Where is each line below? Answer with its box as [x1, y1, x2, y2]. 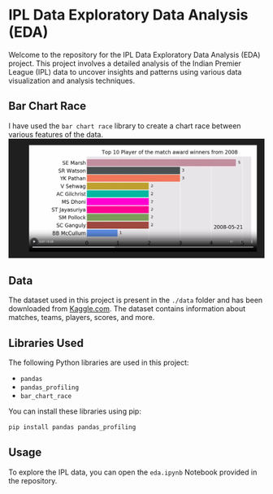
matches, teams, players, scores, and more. [8, 313, 155, 323]
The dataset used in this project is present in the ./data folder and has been [8, 295, 263, 305]
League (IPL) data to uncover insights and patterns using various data [8, 67, 242, 76]
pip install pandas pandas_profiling [8, 423, 136, 431]
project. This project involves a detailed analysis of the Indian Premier [8, 58, 241, 68]
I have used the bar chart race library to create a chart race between [8, 120, 241, 131]
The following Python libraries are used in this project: [8, 357, 189, 367]
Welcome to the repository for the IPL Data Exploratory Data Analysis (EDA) [8, 50, 261, 59]
